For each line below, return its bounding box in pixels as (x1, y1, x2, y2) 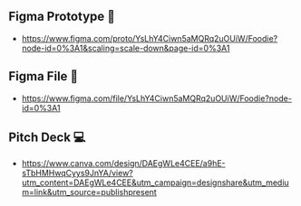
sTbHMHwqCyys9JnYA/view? (21, 168, 133, 179)
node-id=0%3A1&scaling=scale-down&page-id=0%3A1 (21, 42, 230, 53)
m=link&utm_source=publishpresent (21, 187, 158, 198)
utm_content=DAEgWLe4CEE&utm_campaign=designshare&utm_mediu (21, 177, 289, 188)
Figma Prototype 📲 (8, 9, 115, 24)
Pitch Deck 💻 (8, 130, 86, 145)
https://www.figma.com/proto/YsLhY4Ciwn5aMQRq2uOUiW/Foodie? (21, 33, 278, 43)
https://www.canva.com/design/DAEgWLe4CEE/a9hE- (21, 158, 226, 169)
